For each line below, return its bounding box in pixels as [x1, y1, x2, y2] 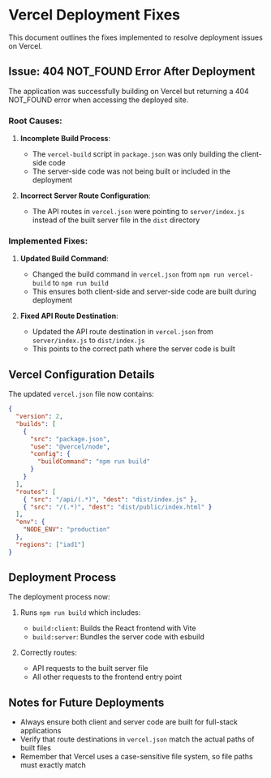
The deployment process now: [8, 592, 111, 602]
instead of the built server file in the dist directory [32, 215, 200, 225]
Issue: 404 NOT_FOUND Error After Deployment [8, 65, 256, 79]
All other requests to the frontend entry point [32, 672, 183, 682]
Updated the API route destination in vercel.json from [32, 327, 213, 337]
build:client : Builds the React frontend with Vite [32, 623, 196, 634]
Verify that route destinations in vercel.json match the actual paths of [19, 734, 255, 744]
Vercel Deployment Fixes [8, 6, 181, 24]
